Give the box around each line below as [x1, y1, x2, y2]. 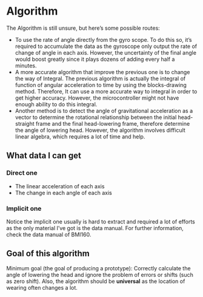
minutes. [15, 62, 38, 69]
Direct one [6, 169, 38, 177]
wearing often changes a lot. [6, 284, 78, 291]
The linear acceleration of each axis [15, 182, 105, 189]
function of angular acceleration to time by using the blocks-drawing [15, 81, 187, 89]
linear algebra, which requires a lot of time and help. [15, 132, 145, 140]
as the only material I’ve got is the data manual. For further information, [6, 224, 184, 231]
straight [15, 120, 35, 127]
